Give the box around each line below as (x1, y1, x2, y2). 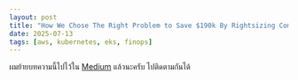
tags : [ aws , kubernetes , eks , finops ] (9, 37, 153, 47)
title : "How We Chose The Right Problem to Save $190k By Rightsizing (9, 21, 276, 30)
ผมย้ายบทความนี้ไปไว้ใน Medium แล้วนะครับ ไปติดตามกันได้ (9, 62, 191, 72)
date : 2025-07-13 (9, 29, 74, 38)
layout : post (9, 12, 58, 22)
